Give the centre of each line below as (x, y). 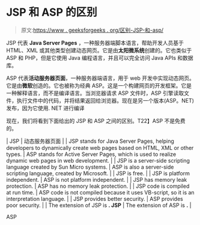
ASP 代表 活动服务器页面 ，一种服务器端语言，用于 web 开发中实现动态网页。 (101, 78)
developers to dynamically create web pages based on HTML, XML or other (100, 148)
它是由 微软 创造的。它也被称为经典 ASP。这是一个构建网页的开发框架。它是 (99, 85)
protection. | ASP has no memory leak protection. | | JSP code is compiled (98, 186)
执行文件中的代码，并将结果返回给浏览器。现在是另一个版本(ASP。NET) (105, 100)
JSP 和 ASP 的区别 (52, 12)
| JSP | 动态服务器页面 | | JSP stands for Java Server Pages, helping (90, 141)
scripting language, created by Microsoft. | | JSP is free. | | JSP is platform (98, 173)
